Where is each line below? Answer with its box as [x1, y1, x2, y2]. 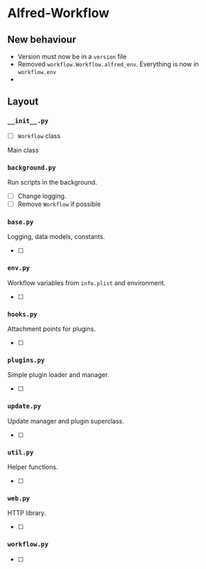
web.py [7, 494, 31, 502]
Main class [7, 145, 39, 154]
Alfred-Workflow [7, 5, 110, 21]
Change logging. [17, 192, 67, 200]
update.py [7, 402, 41, 411]
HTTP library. [7, 508, 46, 518]
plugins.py [7, 356, 45, 364]
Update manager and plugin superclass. [7, 416, 124, 425]
